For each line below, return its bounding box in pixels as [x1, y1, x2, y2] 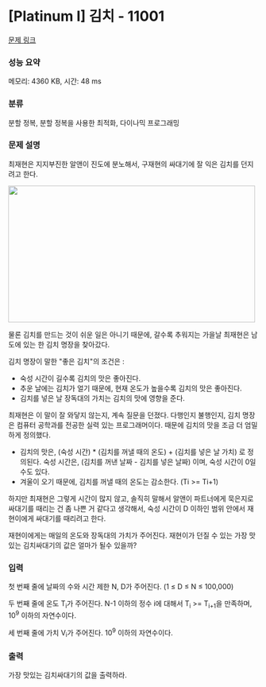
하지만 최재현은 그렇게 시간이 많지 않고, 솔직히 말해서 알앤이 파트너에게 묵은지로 [8, 494, 254, 503]
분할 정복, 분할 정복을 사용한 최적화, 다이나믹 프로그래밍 [8, 118, 180, 127]
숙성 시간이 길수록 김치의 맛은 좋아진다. [19, 373, 141, 382]
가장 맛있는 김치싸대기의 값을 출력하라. [8, 670, 127, 680]
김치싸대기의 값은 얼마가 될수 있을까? [22, 540, 137, 549]
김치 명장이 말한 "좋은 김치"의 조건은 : [8, 356, 125, 366]
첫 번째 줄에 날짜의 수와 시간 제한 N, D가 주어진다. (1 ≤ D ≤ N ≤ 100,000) [8, 582, 234, 592]
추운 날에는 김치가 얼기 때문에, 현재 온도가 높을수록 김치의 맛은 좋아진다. [19, 383, 242, 393]
